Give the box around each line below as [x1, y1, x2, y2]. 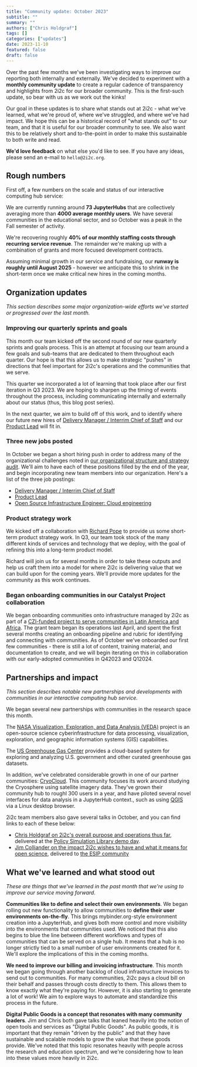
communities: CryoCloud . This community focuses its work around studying [6, 777, 190, 785]
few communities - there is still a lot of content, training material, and [6, 643, 172, 650]
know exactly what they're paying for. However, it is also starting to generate [6, 987, 191, 994]
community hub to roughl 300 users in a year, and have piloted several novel [6, 790, 191, 797]
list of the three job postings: [6, 476, 76, 483]
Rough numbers [6, 171, 66, 181]
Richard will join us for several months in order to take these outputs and [6, 558, 181, 565]
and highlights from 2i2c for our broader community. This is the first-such [6, 87, 184, 94]
